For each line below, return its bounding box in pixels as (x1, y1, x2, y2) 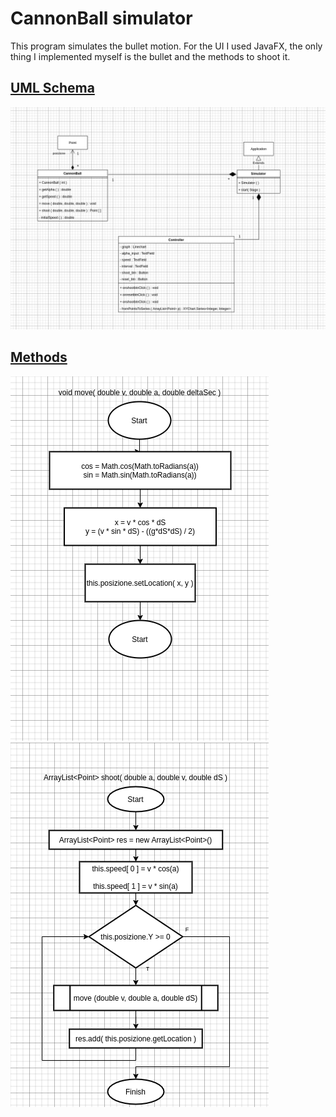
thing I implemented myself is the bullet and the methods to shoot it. (10, 50, 291, 62)
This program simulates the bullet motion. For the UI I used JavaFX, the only (10, 40, 323, 52)
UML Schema (10, 80, 95, 97)
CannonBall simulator (10, 7, 193, 30)
